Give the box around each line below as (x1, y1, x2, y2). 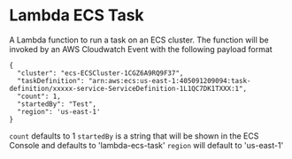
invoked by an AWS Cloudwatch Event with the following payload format (9, 43, 273, 54)
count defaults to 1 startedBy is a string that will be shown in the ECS (9, 130, 259, 141)
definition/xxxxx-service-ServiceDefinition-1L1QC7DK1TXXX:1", (9, 84, 248, 93)
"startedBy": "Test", (17, 99, 97, 109)
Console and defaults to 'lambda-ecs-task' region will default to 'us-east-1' (9, 140, 284, 150)
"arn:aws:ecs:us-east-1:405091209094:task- (88, 76, 251, 85)
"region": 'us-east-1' (17, 107, 101, 116)
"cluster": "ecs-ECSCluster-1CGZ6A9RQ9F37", (17, 68, 184, 78)
